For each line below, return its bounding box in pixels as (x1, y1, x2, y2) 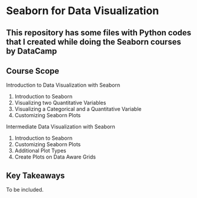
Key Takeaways (6, 170, 65, 180)
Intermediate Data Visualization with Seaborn (6, 123, 116, 130)
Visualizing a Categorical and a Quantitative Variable (14, 105, 142, 113)
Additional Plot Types (14, 147, 66, 154)
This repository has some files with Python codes (6, 28, 192, 38)
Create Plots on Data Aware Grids (14, 153, 96, 160)
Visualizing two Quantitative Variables (14, 99, 106, 107)
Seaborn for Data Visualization (6, 4, 159, 18)
